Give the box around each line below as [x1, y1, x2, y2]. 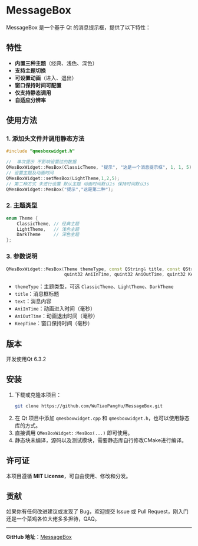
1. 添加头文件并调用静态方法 [6, 135, 85, 143]
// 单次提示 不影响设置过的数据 [6, 159, 77, 165]
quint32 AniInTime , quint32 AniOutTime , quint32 [64, 272, 186, 277]
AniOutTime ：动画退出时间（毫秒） [14, 312, 98, 319]
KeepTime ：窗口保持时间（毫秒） [14, 320, 93, 327]
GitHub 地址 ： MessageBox [6, 534, 72, 541]
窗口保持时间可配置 [14, 81, 62, 89]
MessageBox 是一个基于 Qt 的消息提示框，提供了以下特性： [6, 24, 151, 31]
